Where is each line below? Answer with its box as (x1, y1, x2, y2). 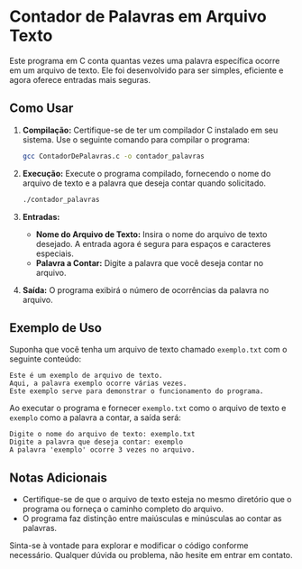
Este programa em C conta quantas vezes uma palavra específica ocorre (9, 55, 280, 66)
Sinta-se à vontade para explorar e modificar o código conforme (9, 540, 249, 551)
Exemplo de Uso (9, 320, 102, 335)
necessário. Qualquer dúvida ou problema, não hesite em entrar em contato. (9, 550, 293, 561)
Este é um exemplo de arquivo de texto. (9, 372, 164, 381)
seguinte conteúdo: (9, 353, 82, 364)
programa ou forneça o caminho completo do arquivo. (22, 503, 224, 515)
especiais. (35, 248, 74, 259)
